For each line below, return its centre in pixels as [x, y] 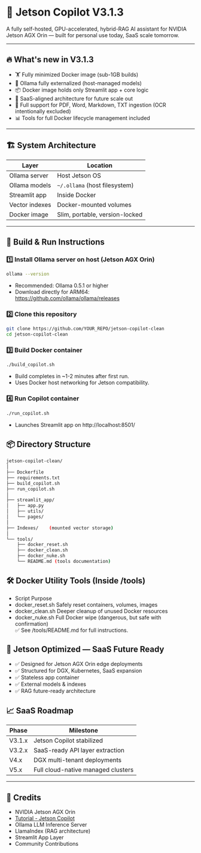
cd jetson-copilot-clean [37, 334]
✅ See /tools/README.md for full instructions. [71, 630]
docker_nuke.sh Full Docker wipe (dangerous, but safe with [88, 617]
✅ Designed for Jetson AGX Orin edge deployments [79, 664]
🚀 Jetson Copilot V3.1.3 [65, 12]
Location [100, 165]
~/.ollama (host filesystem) [95, 185]
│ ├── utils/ [25, 511]
